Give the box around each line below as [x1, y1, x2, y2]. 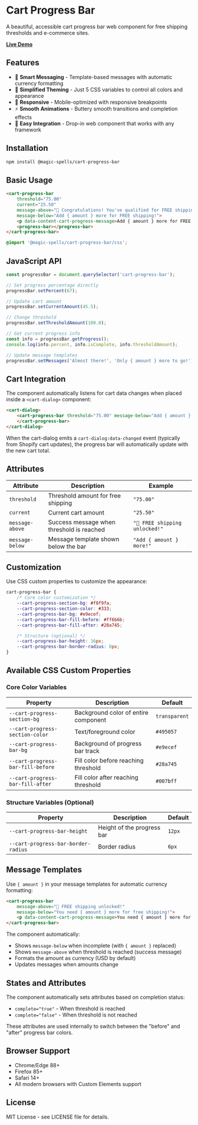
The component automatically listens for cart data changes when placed [6, 390, 182, 397]
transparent [155, 712, 189, 720]
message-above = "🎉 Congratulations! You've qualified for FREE [16, 207, 173, 213]
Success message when [48, 518, 116, 526]
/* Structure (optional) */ [16, 633, 85, 639]
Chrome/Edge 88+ [14, 1061, 60, 1068]
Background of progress [74, 739, 142, 747]
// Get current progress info [6, 331, 81, 336]
